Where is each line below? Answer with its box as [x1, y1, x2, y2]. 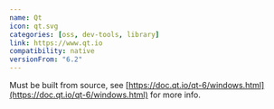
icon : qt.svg [9, 22, 59, 31]
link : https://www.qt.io [9, 38, 103, 48]
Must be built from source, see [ [9, 80, 129, 90]
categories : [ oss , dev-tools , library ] [9, 30, 160, 39]
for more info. [149, 89, 201, 100]
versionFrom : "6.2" [9, 55, 83, 64]
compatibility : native [9, 47, 95, 56]
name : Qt [9, 13, 43, 23]
